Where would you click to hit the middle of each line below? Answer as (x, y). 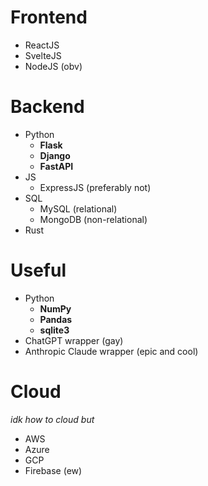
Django (55, 155)
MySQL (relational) (78, 208)
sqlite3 (54, 330)
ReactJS (42, 45)
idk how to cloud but (52, 419)
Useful (38, 270)
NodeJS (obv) (53, 66)
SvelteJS (43, 55)
